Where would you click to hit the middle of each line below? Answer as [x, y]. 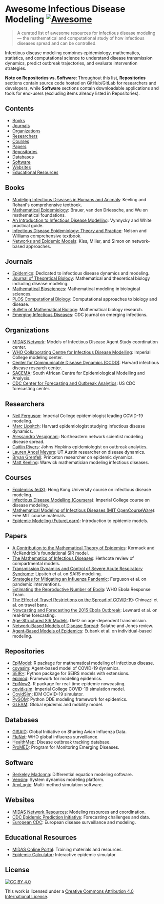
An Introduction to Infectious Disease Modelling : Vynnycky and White [82, 220]
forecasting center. [31, 389]
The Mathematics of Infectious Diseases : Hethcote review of [73, 558]
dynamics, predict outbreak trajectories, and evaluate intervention [71, 63]
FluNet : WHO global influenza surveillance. [55, 737]
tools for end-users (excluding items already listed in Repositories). [72, 93]
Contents [20, 109]
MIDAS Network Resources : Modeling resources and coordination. [79, 812]
